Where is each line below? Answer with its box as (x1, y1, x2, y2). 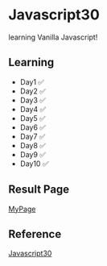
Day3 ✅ (19, 95, 46, 105)
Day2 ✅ (19, 86, 46, 96)
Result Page (8, 183, 70, 197)
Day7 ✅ (19, 131, 46, 141)
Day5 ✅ (19, 113, 46, 123)
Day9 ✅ (19, 149, 46, 159)
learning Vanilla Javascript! (8, 32, 98, 42)
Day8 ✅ (19, 140, 46, 150)
